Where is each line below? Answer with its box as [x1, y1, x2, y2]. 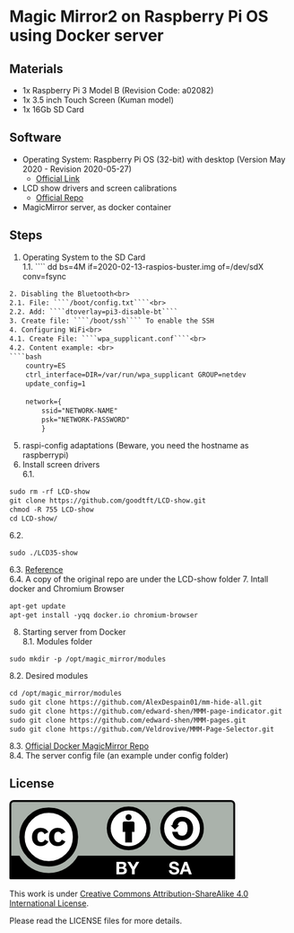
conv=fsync [22, 271, 67, 281]
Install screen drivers [22, 458, 100, 469]
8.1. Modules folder [22, 635, 92, 646]
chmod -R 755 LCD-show [9, 505, 94, 514]
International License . [9, 898, 90, 909]
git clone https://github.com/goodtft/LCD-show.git [9, 496, 206, 505]
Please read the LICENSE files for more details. [9, 915, 182, 927]
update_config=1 [25, 379, 87, 388]
